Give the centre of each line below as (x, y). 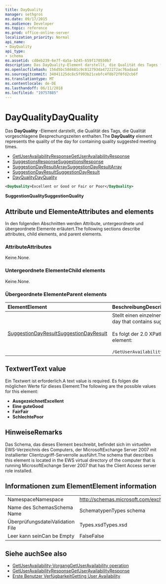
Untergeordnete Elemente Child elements (55, 271)
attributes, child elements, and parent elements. (54, 234)
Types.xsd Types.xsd (103, 525)
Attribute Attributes (28, 247)
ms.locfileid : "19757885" (32, 93)
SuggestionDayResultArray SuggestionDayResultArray (67, 167)
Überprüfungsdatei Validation (41, 522)
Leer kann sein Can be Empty (41, 536)
